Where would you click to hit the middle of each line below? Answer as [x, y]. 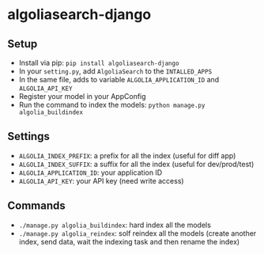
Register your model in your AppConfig [83, 96]
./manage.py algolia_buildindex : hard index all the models [115, 225]
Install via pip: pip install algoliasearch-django [99, 63]
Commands [37, 206]
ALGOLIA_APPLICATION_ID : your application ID [91, 172]
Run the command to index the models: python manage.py [112, 105]
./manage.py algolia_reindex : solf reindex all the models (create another [138, 233]
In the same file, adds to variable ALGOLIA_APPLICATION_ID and [119, 80]
